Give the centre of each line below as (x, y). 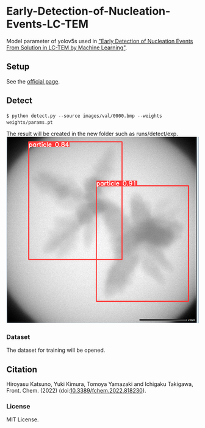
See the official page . (33, 81)
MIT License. (23, 419)
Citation (22, 369)
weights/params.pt (30, 122)
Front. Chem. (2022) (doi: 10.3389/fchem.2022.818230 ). (76, 390)
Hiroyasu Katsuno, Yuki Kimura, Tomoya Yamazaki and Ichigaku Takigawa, (100, 384)
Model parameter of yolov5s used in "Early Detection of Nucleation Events (100, 41)
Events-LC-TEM (47, 24)
